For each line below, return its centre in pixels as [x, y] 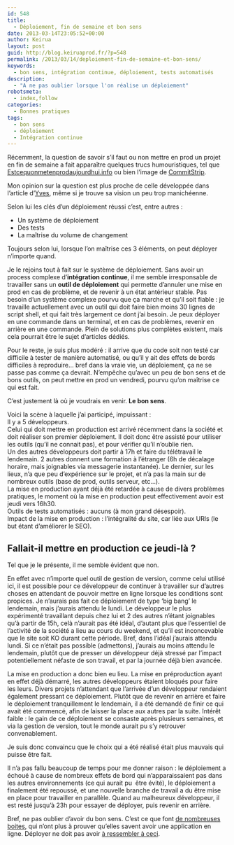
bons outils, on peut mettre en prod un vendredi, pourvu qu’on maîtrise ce [114, 380]
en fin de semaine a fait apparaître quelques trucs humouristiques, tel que [114, 165]
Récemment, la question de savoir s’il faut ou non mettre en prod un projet [114, 158]
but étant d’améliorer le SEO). [50, 526]
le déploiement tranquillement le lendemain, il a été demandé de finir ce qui [116, 704]
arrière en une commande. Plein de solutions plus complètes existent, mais [115, 329]
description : [26, 79]
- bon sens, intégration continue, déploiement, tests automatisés [114, 72]
